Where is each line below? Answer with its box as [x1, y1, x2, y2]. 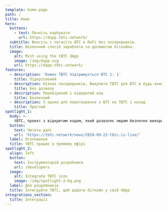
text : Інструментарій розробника [14, 160, 83, 165]
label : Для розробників [9, 183, 59, 188]
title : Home [5, 16, 30, 21]
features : [5, 68, 26, 73]
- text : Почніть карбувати [14, 30, 70, 35]
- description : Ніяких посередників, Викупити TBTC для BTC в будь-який [9, 81, 164, 86]
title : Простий [14, 105, 46, 109]
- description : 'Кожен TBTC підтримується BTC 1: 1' [9, 72, 121, 77]
